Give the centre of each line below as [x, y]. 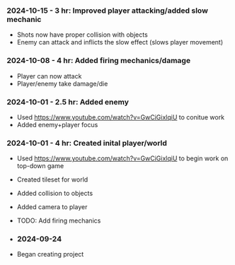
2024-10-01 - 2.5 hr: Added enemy [68, 102]
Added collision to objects [55, 194]
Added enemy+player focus [57, 124]
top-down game [40, 166]
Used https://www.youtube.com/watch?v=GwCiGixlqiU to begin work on [122, 158]
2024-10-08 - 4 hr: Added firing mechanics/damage [99, 61]
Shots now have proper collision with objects [82, 35]
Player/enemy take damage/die [62, 83]
